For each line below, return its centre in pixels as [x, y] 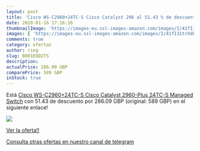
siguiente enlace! [27, 108]
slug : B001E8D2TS [28, 56]
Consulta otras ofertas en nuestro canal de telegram [70, 142]
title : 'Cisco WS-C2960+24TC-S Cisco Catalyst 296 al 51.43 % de [89, 17]
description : [22, 61]
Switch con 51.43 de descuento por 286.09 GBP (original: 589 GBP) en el [96, 101]
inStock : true [24, 78]
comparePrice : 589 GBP [34, 73]
